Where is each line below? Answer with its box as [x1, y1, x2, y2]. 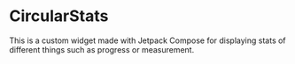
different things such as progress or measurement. [9, 44, 195, 54]
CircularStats [9, 6, 109, 26]
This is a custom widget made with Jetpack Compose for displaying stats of [9, 35, 286, 46]
